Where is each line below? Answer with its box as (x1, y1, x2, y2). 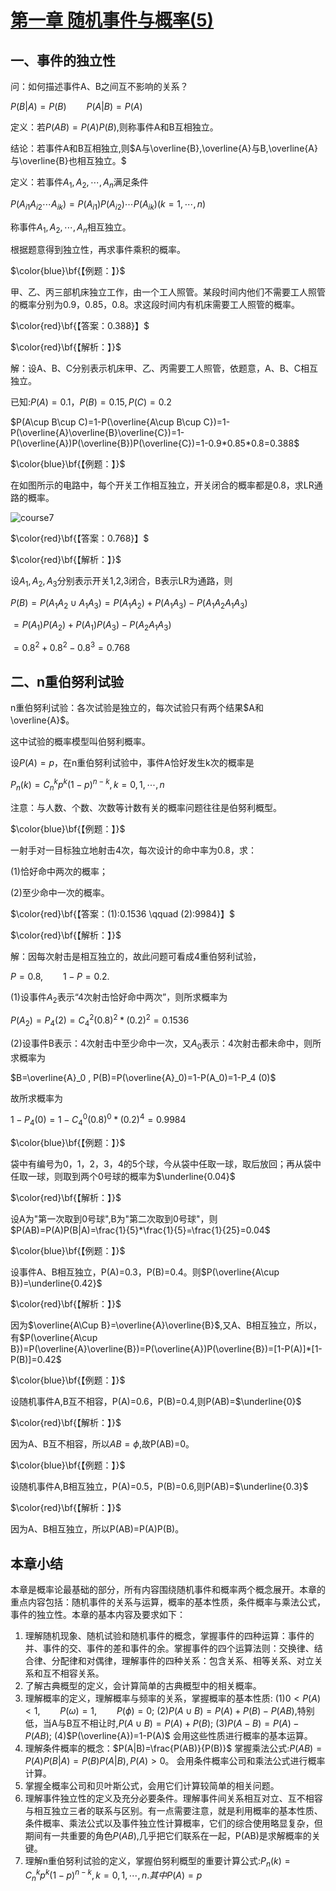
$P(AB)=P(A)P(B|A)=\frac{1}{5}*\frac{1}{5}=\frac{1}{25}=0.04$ (10, 1224, 271, 1236)
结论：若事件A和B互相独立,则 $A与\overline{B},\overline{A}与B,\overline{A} (10, 142, 318, 154)
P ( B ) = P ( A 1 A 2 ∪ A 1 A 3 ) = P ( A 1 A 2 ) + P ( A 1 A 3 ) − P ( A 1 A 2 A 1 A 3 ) (10, 597, 248, 611)
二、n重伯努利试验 (10, 673, 125, 690)
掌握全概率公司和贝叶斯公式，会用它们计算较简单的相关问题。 (24, 1780, 280, 1792)
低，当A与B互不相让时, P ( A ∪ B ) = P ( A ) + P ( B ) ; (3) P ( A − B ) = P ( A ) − (24, 1717, 300, 1730)
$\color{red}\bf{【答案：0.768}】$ (10, 532, 150, 545)
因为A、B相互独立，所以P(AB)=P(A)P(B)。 (10, 1523, 185, 1535)
